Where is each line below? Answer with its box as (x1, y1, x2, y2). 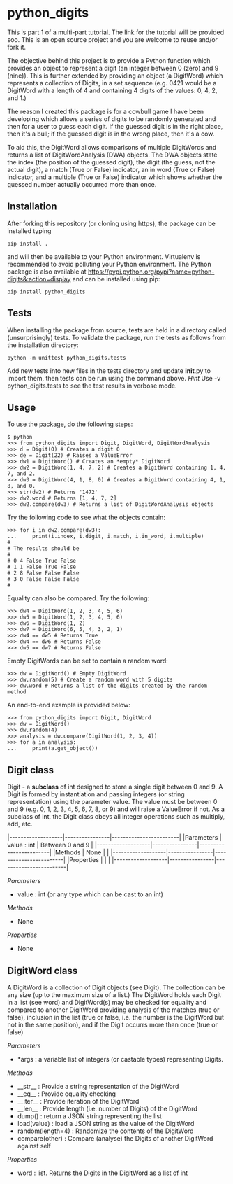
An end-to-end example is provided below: (7, 701, 130, 710)
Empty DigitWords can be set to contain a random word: (7, 656, 169, 665)
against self (17, 1142, 51, 1150)
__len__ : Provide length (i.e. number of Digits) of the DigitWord (17, 1104, 197, 1113)
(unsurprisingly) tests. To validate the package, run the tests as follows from (7, 333, 226, 341)
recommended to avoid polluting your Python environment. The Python (7, 260, 211, 268)
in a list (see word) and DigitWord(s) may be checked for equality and (7, 999, 207, 1006)
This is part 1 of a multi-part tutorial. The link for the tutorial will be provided (7, 28, 225, 36)
